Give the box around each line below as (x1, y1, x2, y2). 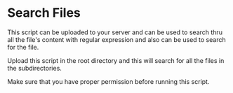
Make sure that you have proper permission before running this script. (7, 77, 210, 85)
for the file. (7, 43, 39, 51)
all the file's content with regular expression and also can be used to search (7, 35, 226, 43)
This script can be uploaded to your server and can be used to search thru (7, 28, 223, 36)
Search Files (7, 5, 81, 21)
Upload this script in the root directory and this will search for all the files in (7, 56, 225, 64)
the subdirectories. (7, 64, 62, 72)
